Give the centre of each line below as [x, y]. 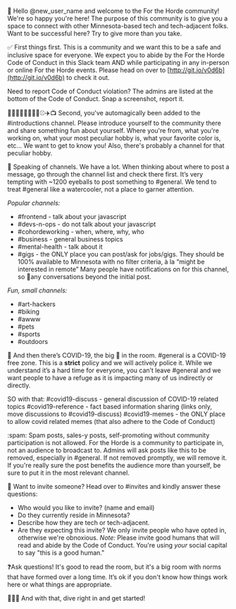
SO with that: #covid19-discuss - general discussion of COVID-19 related [113, 399]
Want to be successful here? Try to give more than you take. [95, 33]
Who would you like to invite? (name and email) [86, 508]
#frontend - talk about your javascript [72, 217]
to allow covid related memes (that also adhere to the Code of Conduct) [111, 421]
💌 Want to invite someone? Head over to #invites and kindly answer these [114, 486]
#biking [29, 312]
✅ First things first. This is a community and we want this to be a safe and [114, 47]
